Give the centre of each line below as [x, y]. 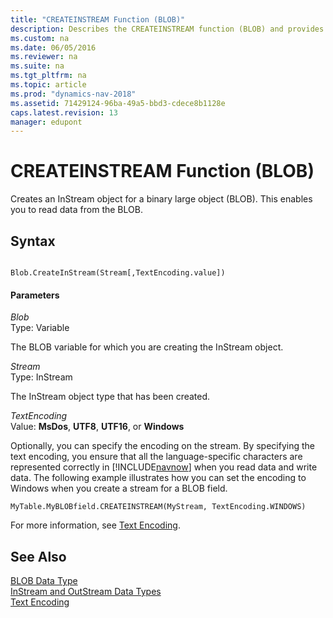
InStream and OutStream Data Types [86, 592]
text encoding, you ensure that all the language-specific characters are [156, 457]
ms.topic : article [48, 85]
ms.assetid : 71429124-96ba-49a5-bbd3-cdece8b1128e [118, 103]
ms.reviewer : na [44, 57]
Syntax [33, 241]
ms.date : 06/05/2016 [53, 47]
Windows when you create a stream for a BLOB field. [119, 488]
